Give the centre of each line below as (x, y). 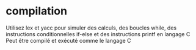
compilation (37, 11)
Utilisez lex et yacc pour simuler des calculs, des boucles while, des (91, 28)
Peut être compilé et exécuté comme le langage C (69, 40)
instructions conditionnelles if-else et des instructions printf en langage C (98, 34)
